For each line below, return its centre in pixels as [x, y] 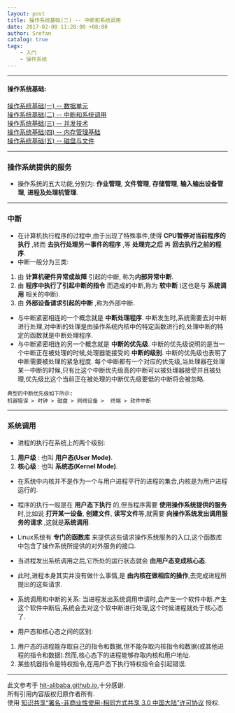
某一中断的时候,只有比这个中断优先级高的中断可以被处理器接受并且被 [116, 370]
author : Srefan [29, 33]
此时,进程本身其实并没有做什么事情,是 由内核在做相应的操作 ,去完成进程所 [122, 575]
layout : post [26, 14]
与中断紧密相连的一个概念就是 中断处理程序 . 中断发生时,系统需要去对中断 [122, 317]
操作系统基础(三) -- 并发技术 [48, 123]
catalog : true [28, 40]
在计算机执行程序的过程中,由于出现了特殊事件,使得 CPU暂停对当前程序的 [121, 236]
